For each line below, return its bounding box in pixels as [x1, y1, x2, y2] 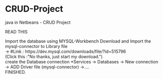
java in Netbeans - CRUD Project [5, 19, 71, 25]
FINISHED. [5, 69, 26, 75]
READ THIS [5, 29, 28, 34]
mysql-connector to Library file [5, 43, 68, 49]
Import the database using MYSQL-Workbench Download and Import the [5, 38, 151, 44]
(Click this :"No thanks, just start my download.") [5, 53, 103, 59]
